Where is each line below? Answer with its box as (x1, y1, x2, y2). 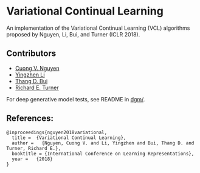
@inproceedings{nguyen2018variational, (6, 129, 108, 135)
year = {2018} (12, 156, 53, 162)
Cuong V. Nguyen (15, 64, 60, 72)
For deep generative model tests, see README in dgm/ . (6, 95, 145, 103)
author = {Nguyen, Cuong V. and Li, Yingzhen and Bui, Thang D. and (12, 140, 195, 146)
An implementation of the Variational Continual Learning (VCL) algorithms (6, 24, 190, 32)
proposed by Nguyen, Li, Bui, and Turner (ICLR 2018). (6, 30, 140, 38)
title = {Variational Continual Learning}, (12, 135, 126, 141)
